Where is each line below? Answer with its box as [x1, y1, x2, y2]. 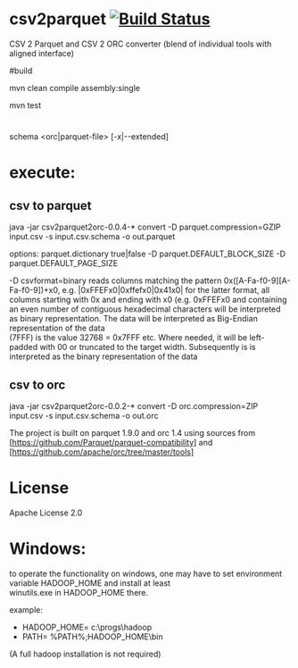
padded [9, 342, 38, 353]
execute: [9, 163, 76, 183]
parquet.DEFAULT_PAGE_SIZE [9, 258, 119, 269]
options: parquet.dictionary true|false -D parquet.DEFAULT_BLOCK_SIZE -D [9, 248, 286, 259]
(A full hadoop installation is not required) [9, 648, 161, 659]
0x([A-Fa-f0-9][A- [223, 275, 291, 286]
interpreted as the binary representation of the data [9, 351, 198, 362]
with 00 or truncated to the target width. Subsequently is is [39, 342, 256, 353]
